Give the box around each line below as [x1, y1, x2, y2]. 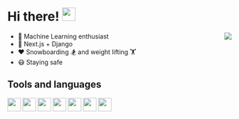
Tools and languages [7, 78, 102, 90]
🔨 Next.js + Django [17, 39, 73, 48]
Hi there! [7, 9, 60, 25]
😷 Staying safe [17, 58, 63, 66]
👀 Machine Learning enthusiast [17, 32, 109, 41]
